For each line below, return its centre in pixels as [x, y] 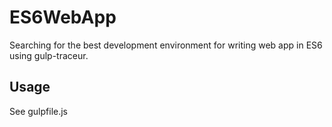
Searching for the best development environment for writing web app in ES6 [166, 45]
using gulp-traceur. [49, 55]
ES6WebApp [63, 17]
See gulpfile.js [39, 111]
